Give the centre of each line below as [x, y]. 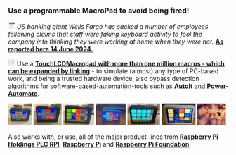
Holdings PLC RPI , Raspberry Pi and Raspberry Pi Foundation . [100, 144]
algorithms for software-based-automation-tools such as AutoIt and [107, 86]
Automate [23, 94]
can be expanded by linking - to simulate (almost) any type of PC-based [113, 71]
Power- [218, 86]
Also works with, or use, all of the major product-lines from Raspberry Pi [113, 137]
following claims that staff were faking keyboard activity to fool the [105, 35]
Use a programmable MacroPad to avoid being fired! [99, 11]
